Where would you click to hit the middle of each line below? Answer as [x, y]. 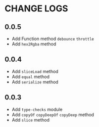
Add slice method [31, 120]
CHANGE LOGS [36, 9]
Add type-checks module [37, 109]
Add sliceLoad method [35, 71]
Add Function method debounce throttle [53, 39]
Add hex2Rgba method [34, 44]
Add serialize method [35, 82]
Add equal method [31, 77]
